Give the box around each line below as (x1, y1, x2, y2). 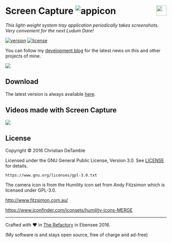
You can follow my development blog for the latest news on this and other (5, 47, 161, 53)
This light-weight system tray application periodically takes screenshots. (5, 22, 159, 28)
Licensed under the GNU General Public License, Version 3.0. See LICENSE (5, 157, 164, 164)
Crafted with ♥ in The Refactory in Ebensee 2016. (5, 222, 111, 228)
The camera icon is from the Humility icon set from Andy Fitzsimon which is (5, 182, 165, 188)
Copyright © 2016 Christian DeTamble (5, 148, 85, 154)
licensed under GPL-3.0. (5, 187, 56, 193)
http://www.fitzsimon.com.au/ (5, 197, 68, 204)
